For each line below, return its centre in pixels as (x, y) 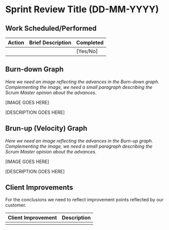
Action (16, 43)
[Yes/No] (87, 51)
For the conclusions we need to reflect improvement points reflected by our (84, 200)
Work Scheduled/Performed (51, 28)
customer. (16, 205)
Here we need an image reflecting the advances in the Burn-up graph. (79, 141)
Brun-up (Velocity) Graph (46, 129)
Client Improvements (39, 188)
